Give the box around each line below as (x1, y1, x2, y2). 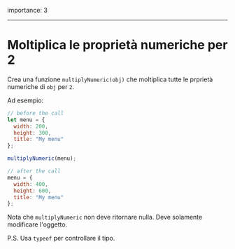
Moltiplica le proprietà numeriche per (7, 37, 228, 53)
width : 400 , (13, 180, 49, 188)
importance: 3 (7, 6, 48, 14)
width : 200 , (13, 123, 49, 130)
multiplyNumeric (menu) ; (7, 155, 77, 162)
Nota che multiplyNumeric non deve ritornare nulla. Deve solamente (7, 213, 203, 222)
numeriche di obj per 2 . (7, 82, 75, 90)
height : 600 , (13, 187, 52, 194)
